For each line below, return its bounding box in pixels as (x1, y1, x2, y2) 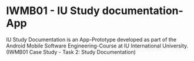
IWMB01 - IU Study (6, 4, 100, 18)
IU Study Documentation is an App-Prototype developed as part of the (6, 36, 177, 43)
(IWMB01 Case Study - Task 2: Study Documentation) (6, 48, 136, 55)
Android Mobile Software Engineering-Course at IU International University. (6, 42, 189, 49)
